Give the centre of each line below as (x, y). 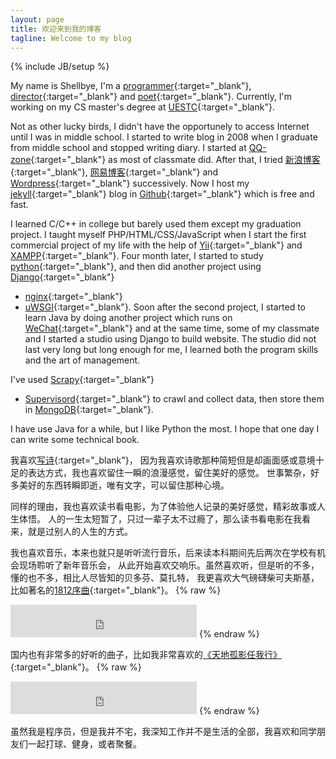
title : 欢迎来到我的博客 (56, 29)
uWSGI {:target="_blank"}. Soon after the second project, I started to (165, 307)
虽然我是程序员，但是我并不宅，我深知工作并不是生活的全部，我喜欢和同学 (163, 732)
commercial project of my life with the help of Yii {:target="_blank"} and (156, 245)
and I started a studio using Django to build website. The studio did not (170, 339)
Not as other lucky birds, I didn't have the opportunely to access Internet (160, 127)
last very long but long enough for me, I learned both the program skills (171, 350)
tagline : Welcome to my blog (71, 38)
